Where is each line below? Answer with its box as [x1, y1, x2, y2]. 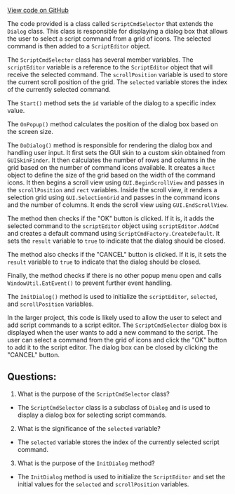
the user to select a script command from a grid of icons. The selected [7, 34, 212, 43]
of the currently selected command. [7, 86, 111, 93]
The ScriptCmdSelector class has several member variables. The [7, 55, 194, 64]
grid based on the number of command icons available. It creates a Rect [7, 163, 215, 171]
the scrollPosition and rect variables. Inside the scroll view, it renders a [7, 186, 217, 194]
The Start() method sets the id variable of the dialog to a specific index [7, 99, 216, 107]
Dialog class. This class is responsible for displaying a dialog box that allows [7, 27, 228, 35]
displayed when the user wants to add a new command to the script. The [7, 328, 218, 336]
